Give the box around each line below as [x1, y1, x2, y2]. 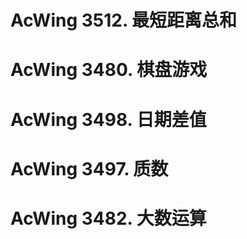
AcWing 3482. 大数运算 [10, 207, 207, 230]
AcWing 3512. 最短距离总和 [10, 9, 238, 32]
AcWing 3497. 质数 [10, 157, 169, 180]
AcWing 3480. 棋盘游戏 [10, 59, 208, 81]
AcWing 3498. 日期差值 [10, 108, 207, 131]
